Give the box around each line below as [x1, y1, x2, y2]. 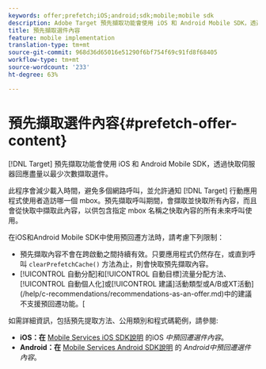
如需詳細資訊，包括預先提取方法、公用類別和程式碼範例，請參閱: [8, 315, 219, 325]
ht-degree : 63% [8, 71, 59, 79]
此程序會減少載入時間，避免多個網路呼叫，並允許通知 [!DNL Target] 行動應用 [8, 186, 257, 195]
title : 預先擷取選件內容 [8, 26, 81, 34]
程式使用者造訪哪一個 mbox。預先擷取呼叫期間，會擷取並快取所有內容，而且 [8, 195, 257, 205]
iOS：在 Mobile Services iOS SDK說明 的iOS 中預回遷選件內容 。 [19, 332, 228, 342]
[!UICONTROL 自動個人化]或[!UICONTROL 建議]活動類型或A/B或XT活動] [19, 279, 255, 288]
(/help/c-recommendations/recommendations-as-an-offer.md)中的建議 [19, 289, 252, 298]
